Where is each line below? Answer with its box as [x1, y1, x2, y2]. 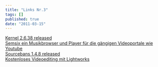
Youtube [5, 45, 23, 51]
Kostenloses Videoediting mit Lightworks [5, 56, 90, 62]
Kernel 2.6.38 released [5, 35, 52, 41]
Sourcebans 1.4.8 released [5, 51, 60, 57]
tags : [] [5, 12, 24, 17]
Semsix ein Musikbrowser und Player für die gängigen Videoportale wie [5, 40, 153, 46]
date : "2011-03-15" [5, 21, 46, 26]
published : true [5, 16, 39, 21]
